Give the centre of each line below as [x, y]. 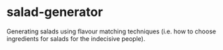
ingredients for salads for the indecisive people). [76, 38]
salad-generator [55, 12]
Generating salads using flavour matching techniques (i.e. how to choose [111, 31]
